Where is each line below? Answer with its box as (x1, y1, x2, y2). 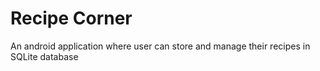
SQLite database (10, 50, 79, 62)
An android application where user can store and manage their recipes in (10, 40, 311, 52)
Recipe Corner (10, 7, 133, 30)
